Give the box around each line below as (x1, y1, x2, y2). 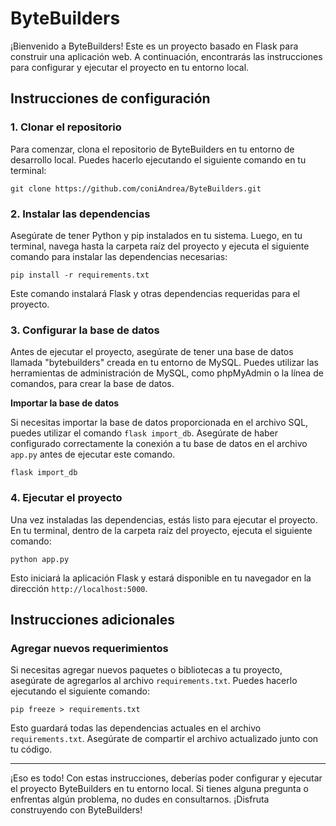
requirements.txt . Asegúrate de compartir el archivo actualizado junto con (10, 733, 319, 745)
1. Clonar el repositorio (10, 120, 122, 134)
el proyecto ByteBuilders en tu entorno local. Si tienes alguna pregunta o (10, 783, 309, 795)
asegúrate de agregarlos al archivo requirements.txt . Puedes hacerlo (10, 675, 298, 687)
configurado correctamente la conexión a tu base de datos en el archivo (10, 438, 308, 450)
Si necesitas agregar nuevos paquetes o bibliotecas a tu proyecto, (10, 664, 283, 676)
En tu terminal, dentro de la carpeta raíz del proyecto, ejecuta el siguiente (10, 524, 313, 536)
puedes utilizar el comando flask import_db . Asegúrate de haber (10, 427, 279, 439)
